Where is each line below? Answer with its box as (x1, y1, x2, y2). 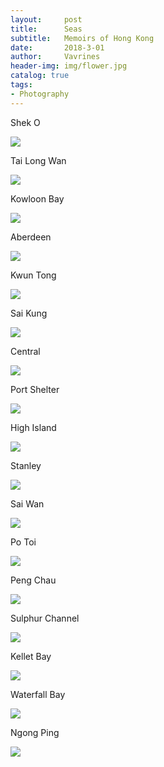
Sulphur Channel (10, 612, 80, 624)
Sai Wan (10, 497, 45, 510)
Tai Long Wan (10, 154, 67, 166)
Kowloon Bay (10, 192, 65, 205)
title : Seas (10, 24, 83, 34)
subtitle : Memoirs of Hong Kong (10, 33, 155, 43)
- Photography (10, 89, 70, 99)
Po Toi (10, 536, 37, 548)
